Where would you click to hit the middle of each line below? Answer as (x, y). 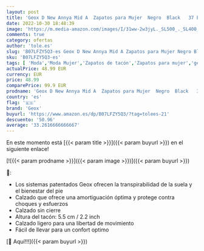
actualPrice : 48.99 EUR (36, 69)
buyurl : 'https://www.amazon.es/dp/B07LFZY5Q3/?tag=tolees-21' (88, 114)
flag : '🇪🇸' (21, 102)
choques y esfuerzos (42, 204)
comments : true (25, 35)
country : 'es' (24, 97)
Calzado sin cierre (38, 210)
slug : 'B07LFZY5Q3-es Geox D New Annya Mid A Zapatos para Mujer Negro (99, 52)
